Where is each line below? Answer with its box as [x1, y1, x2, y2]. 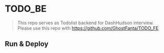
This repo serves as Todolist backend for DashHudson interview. [17, 20, 154, 26]
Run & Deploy [5, 40, 49, 48]
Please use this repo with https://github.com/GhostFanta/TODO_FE [17, 25, 159, 31]
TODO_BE [5, 3, 47, 15]
